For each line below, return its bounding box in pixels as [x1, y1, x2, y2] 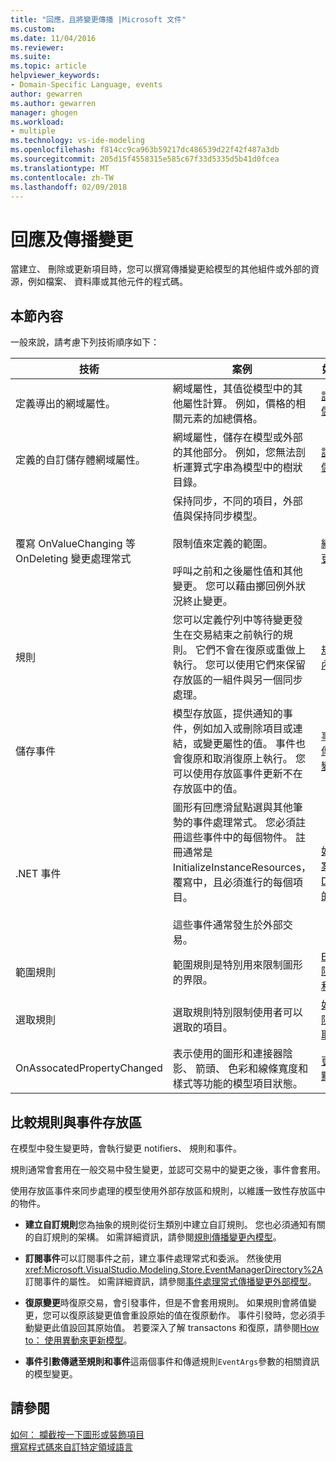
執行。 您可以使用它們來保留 [172, 658, 307, 672]
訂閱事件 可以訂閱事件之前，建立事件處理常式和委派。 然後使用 [24, 1252, 282, 1264]
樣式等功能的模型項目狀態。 [172, 1077, 303, 1091]
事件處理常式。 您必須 [192, 816, 297, 830]
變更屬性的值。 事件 [202, 737, 297, 751]
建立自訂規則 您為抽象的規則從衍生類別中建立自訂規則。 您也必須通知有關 [24, 1218, 326, 1230]
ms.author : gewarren [10, 98, 97, 108]
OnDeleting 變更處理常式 [15, 552, 132, 566]
